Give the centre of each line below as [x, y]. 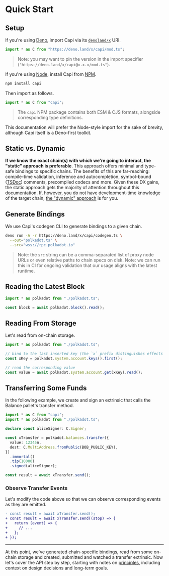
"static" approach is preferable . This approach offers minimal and [74, 166]
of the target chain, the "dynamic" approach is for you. [62, 198]
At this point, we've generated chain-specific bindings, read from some [79, 552]
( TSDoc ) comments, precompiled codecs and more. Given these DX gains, [82, 182]
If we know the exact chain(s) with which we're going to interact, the [78, 161]
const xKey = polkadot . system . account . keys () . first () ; [64, 359]
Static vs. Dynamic [35, 148]
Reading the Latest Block [45, 287]
